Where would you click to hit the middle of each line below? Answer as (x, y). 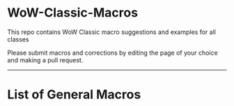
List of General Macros (74, 95)
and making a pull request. (45, 60)
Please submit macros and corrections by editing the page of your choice (112, 53)
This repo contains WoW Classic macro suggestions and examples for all (111, 32)
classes (18, 39)
